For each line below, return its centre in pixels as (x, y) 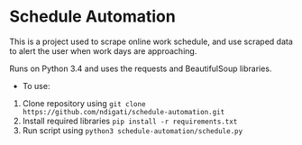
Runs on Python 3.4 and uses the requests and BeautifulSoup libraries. (141, 68)
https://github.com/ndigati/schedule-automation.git (124, 112)
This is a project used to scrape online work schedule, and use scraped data (151, 41)
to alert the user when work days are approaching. (103, 50)
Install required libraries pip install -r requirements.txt (130, 121)
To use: (36, 86)
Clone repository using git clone (84, 103)
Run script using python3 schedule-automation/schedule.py (133, 130)
